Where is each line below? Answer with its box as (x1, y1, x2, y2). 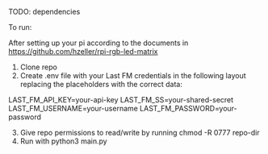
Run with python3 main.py (19, 136, 107, 146)
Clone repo (19, 62, 58, 72)
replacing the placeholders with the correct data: (19, 80, 183, 89)
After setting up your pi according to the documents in (8, 38, 189, 48)
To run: (8, 23, 32, 31)
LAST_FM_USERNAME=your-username (8, 104, 139, 113)
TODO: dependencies (8, 7, 81, 16)
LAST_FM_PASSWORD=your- (140, 104, 238, 113)
